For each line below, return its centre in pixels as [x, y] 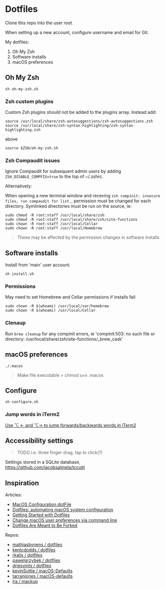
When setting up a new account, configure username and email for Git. [77, 32]
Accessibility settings [39, 441]
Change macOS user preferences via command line [65, 520]
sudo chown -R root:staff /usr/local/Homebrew [54, 228]
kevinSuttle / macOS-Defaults [42, 571]
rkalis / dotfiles [27, 555]
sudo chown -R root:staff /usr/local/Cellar [51, 224]
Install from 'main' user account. [38, 265]
